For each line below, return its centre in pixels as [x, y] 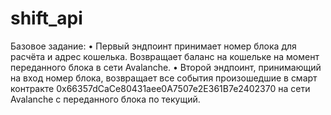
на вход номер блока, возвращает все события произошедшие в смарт [164, 78]
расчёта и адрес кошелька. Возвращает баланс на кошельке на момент [165, 56]
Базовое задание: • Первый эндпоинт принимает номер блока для [153, 46]
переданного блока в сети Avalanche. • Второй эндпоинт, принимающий [166, 67]
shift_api [46, 18]
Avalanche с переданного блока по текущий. [105, 99]
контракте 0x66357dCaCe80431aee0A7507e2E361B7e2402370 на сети [160, 88]
